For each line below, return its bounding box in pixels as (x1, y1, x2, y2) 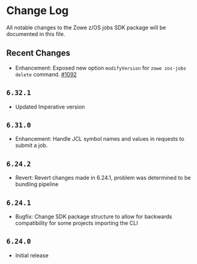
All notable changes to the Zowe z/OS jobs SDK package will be (6, 24, 166, 31)
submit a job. (15, 141, 48, 149)
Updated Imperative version (15, 103, 85, 110)
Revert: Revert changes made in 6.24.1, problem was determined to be (15, 174, 192, 182)
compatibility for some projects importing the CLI (15, 219, 138, 226)
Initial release (15, 251, 49, 259)
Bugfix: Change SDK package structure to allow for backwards (15, 213, 172, 220)
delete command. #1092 (15, 71, 77, 78)
